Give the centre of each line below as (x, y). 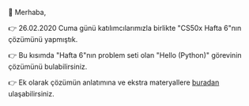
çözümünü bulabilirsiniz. (48, 66)
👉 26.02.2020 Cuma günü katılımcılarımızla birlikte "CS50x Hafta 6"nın (125, 28)
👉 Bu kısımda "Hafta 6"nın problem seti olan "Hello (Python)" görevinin (125, 55)
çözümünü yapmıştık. (43, 39)
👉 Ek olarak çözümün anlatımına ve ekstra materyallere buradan (114, 82)
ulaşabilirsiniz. (32, 94)
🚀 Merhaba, (27, 12)
